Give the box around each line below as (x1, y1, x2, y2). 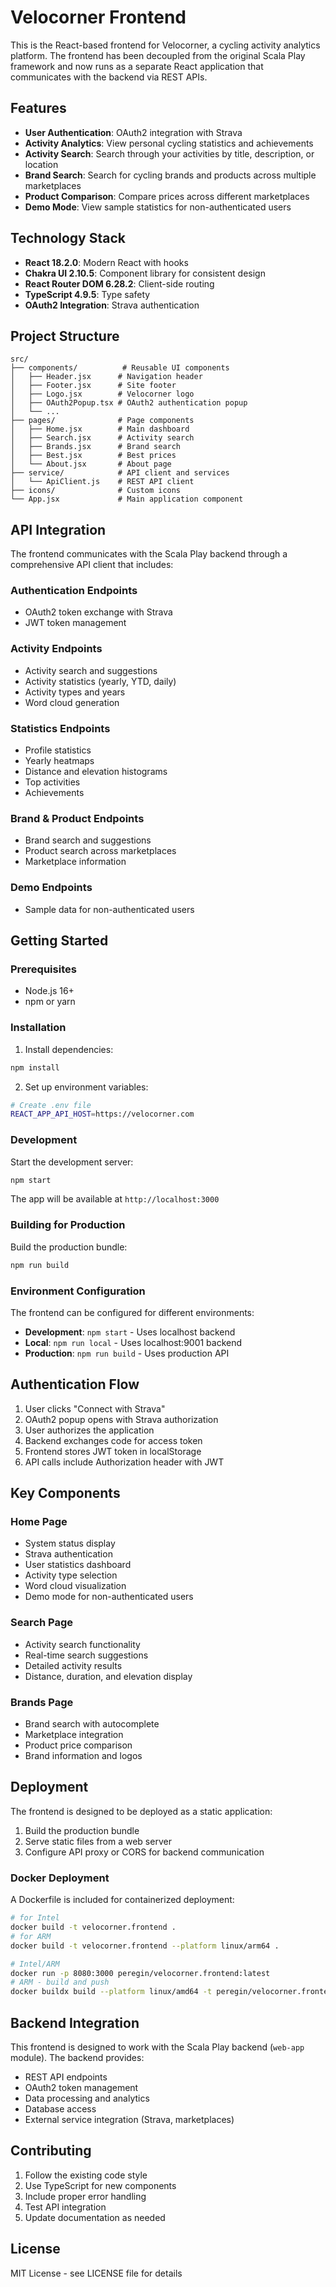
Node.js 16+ (24, 985, 75, 997)
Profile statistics (24, 744, 92, 756)
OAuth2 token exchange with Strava (24, 606, 173, 618)
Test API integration (24, 2201, 107, 2213)
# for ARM (10, 1931, 52, 1941)
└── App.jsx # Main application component (10, 494, 244, 505)
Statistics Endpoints (10, 721, 111, 735)
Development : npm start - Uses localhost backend (24, 1326, 236, 1338)
